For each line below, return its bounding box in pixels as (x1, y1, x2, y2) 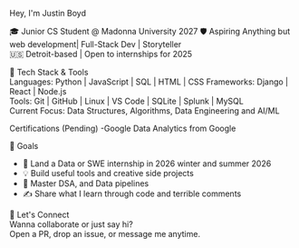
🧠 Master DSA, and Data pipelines (22, 178, 149, 189)
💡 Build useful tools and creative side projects (22, 168, 195, 178)
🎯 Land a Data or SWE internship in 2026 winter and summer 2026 (22, 158, 272, 169)
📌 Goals (9, 141, 39, 151)
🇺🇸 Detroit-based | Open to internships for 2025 (9, 49, 193, 59)
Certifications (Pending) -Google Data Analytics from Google (9, 123, 236, 134)
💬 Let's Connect (9, 209, 70, 220)
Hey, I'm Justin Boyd (9, 8, 86, 18)
